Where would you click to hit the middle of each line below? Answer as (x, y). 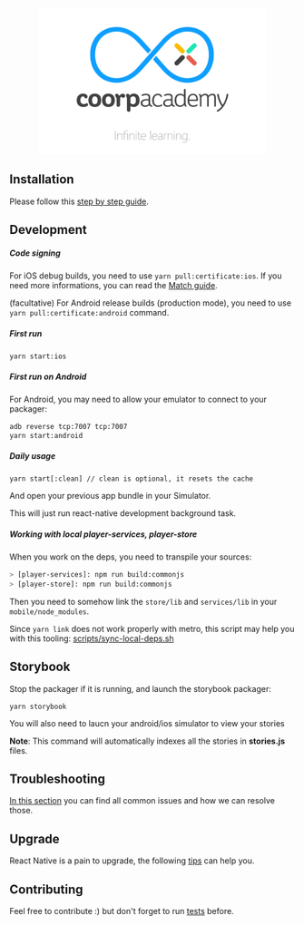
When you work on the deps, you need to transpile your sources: (131, 557)
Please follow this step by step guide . (79, 201)
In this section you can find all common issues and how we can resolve (142, 801)
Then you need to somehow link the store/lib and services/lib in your (143, 601)
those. (21, 811)
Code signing (35, 253)
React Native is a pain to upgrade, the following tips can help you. (132, 861)
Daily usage (33, 455)
